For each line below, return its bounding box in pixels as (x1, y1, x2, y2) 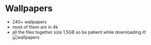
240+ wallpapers (12, 19, 47, 25)
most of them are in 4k (12, 24, 58, 30)
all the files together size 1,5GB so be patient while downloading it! (12, 29, 146, 35)
